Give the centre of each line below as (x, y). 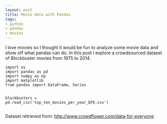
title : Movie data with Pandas (38, 15)
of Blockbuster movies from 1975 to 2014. (48, 58)
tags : (11, 19)
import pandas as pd (27, 72)
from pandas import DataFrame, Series (46, 85)
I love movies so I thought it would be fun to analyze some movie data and (82, 47)
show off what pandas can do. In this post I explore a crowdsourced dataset (83, 53)
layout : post (19, 10)
